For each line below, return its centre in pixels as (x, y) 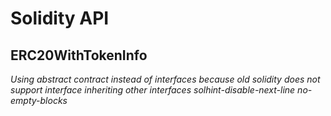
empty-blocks (39, 100)
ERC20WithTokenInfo (79, 55)
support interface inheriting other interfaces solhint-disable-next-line (153, 90)
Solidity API (60, 18)
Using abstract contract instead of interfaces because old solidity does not (165, 79)
